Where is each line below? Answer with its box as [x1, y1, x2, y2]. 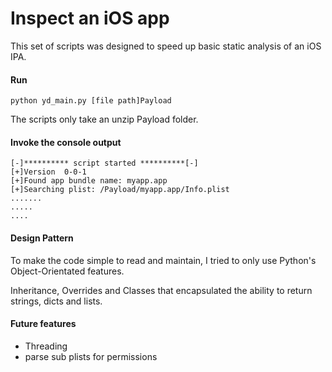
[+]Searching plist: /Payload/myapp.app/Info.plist [10, 185, 230, 195]
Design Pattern [10, 232, 74, 244]
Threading [24, 340, 68, 352]
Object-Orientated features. [10, 265, 125, 277]
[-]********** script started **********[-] [10, 158, 199, 169]
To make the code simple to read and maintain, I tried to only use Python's [10, 254, 317, 266]
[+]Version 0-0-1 [10, 167, 87, 177]
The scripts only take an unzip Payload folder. [10, 113, 199, 126]
